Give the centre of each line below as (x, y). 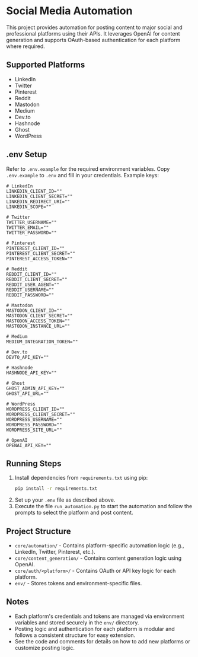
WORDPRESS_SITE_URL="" (34, 430)
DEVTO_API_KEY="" (28, 357)
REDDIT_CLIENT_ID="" (32, 274)
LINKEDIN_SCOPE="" (29, 207)
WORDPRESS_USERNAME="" (34, 419)
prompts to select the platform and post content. (74, 513)
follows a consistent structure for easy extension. (75, 635)
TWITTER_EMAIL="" (28, 227)
